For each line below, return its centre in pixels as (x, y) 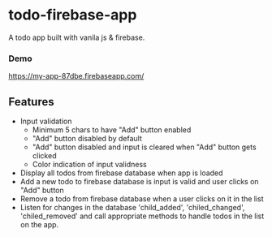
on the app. (39, 225)
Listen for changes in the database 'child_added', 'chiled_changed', (132, 208)
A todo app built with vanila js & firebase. (77, 37)
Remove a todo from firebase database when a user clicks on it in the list (142, 199)
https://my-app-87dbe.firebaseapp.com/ (76, 76)
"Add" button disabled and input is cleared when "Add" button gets (145, 147)
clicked (44, 156)
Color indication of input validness (90, 165)
